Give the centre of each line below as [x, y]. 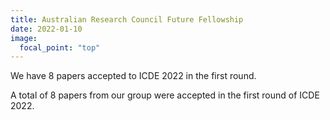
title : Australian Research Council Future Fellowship [127, 19]
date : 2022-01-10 [46, 29]
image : [24, 38]
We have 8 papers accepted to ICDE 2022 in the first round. [133, 76]
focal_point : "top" [60, 47]
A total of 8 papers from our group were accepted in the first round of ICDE [165, 95]
